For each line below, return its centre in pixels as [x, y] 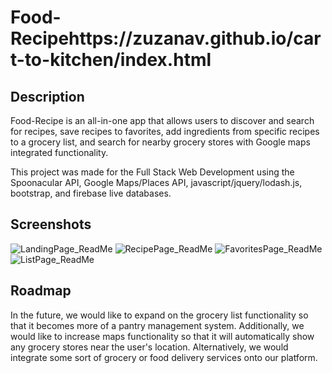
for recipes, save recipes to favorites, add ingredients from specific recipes [165, 131]
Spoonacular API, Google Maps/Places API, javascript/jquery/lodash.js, [156, 182]
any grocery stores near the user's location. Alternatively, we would [149, 347]
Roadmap [41, 291]
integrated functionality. [59, 152]
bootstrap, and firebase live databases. [91, 193]
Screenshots [51, 224]
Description [47, 96]
